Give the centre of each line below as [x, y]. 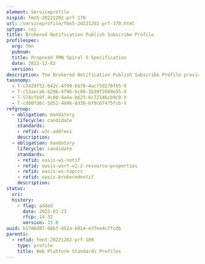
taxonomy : [19, 80]
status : [16, 189]
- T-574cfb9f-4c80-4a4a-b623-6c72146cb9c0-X [69, 97]
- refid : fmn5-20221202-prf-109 [53, 239]
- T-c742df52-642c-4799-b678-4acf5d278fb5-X [69, 86]
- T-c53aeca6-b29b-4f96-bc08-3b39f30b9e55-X [69, 92]
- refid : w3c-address [45, 132]
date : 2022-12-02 [34, 63]
